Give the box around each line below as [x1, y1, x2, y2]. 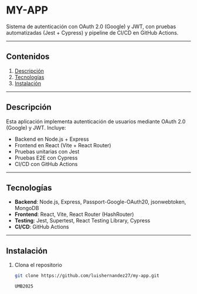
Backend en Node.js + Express [14, 136, 89, 143]
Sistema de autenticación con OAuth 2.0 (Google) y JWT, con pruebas [6, 23, 176, 30]
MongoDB [14, 205, 39, 212]
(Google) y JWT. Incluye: [6, 124, 66, 131]
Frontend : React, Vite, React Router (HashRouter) [14, 211, 134, 218]
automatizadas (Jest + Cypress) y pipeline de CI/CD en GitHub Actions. [6, 29, 179, 36]
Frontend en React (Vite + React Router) [14, 141, 111, 148]
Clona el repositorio [14, 262, 63, 269]
